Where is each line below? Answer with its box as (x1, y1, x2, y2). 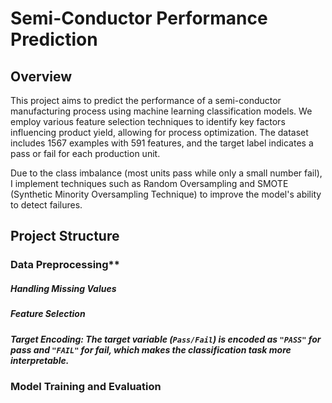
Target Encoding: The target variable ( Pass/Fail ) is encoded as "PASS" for (10, 333, 322, 345)
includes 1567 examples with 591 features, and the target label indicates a (10, 137, 314, 149)
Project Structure (10, 228, 120, 245)
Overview (10, 68, 73, 85)
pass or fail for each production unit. (10, 148, 161, 159)
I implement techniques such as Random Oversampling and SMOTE (10, 178, 289, 189)
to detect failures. (10, 199, 83, 211)
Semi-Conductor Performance (10, 7, 268, 30)
